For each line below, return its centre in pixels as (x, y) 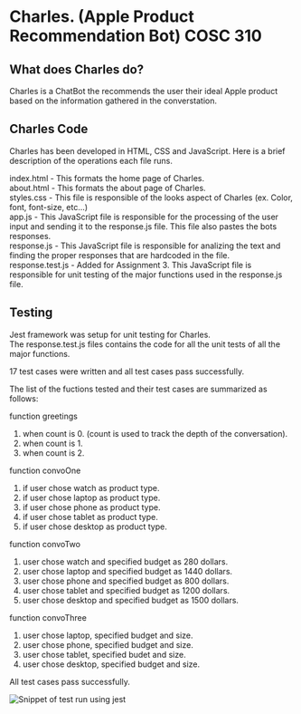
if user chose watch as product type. (91, 487)
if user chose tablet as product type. (90, 516)
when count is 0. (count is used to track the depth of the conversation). (155, 433)
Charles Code (49, 129)
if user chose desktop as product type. (94, 526)
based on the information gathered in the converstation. (113, 101)
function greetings (44, 416)
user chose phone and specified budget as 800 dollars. (126, 581)
